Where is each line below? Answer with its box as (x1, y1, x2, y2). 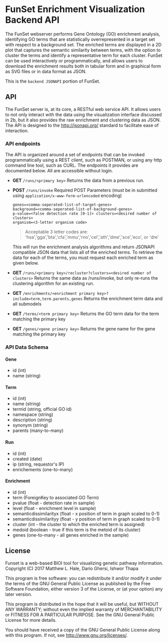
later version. (5, 591, 33, 597)
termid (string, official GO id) (12, 406, 72, 412)
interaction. (5, 127, 29, 134)
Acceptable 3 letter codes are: (25, 229, 88, 235)
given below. (12, 260, 39, 266)
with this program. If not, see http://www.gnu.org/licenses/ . (5, 632, 128, 638)
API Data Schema (5, 344, 49, 351)
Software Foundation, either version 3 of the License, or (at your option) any (5, 586, 163, 592)
